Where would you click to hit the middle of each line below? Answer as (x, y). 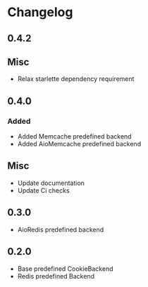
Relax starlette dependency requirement (76, 79)
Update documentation (51, 183)
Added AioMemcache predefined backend (79, 144)
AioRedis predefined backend (61, 229)
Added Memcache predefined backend (74, 136)
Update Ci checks (43, 190)
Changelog (40, 12)
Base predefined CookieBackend (65, 269)
